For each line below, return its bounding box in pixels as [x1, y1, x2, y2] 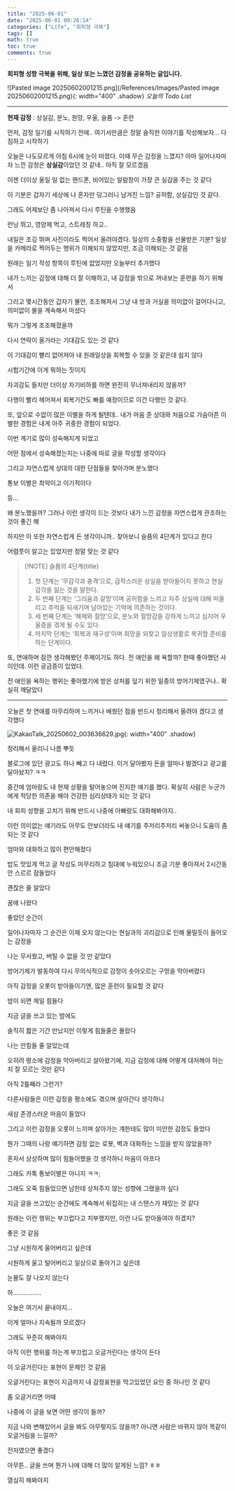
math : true [7, 36, 39, 43]
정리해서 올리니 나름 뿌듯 [7, 744, 75, 752]
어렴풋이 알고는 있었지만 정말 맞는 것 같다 [7, 547, 120, 555]
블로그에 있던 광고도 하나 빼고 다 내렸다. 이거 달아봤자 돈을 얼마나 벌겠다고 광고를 [7, 758, 227, 768]
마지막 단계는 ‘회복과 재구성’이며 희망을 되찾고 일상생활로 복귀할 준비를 [34, 629, 227, 638]
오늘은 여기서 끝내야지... [7, 1303, 73, 1312]
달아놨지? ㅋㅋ [7, 768, 47, 776]
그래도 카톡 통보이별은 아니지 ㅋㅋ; [7, 1169, 101, 1178]
